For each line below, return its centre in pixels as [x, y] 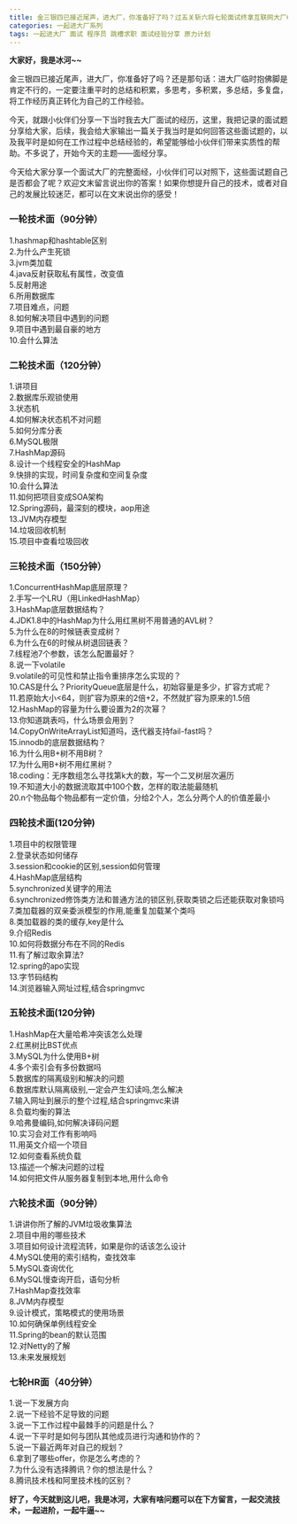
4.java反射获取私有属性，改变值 [67, 273]
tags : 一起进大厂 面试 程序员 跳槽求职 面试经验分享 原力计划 [110, 34]
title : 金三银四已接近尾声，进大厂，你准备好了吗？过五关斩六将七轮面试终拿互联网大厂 [148, 17]
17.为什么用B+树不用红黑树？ [61, 765]
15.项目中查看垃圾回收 [49, 540]
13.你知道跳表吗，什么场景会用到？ [72, 720]
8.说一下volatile [38, 665]
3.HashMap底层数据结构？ [57, 610]
